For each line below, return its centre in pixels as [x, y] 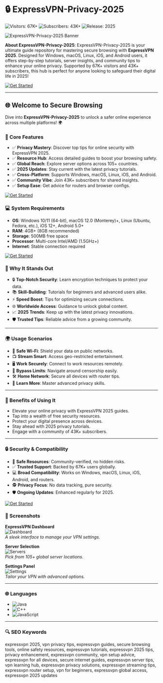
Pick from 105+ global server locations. [44, 557]
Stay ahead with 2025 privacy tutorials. [51, 427]
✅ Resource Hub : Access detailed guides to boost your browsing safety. [85, 158]
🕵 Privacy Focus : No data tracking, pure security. [62, 485]
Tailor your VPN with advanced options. [45, 576]
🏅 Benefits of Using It [30, 400]
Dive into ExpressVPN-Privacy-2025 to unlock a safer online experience [78, 117]
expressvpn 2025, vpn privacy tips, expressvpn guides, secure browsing [78, 645]
